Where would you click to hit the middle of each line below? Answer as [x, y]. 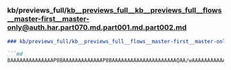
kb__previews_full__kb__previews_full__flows [144, 10]
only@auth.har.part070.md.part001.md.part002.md [97, 27]
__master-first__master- [48, 19]
